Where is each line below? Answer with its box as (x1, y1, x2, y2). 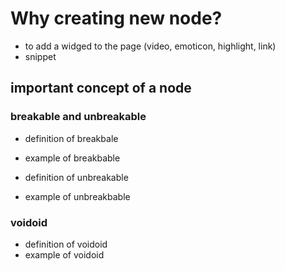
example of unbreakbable (24, 190, 131, 202)
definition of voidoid (24, 238, 108, 250)
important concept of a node (10, 80, 192, 97)
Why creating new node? (10, 7, 223, 30)
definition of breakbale (24, 132, 119, 144)
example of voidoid (24, 248, 105, 261)
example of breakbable (24, 152, 121, 164)
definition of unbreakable (24, 171, 129, 183)
